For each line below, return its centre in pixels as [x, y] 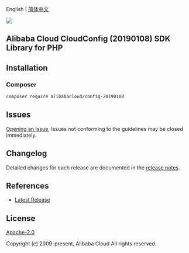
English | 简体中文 [28, 9]
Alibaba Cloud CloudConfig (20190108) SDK [88, 39]
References [28, 186]
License [21, 218]
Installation [27, 67]
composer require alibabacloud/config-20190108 [65, 97]
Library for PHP [35, 48]
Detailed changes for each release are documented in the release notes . [93, 167]
